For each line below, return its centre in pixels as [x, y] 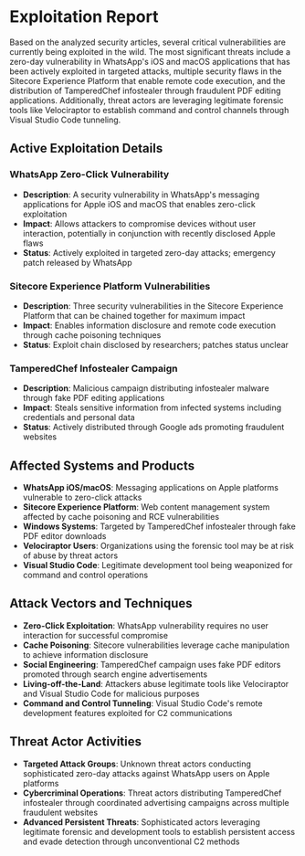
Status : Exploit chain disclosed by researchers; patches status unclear [156, 344]
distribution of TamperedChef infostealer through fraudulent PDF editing [145, 90]
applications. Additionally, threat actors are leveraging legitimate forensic [147, 100]
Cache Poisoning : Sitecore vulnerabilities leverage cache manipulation [156, 645]
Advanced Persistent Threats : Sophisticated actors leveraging [141, 822]
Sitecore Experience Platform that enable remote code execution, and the [147, 80]
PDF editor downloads [64, 536]
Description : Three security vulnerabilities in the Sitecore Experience [153, 306]
